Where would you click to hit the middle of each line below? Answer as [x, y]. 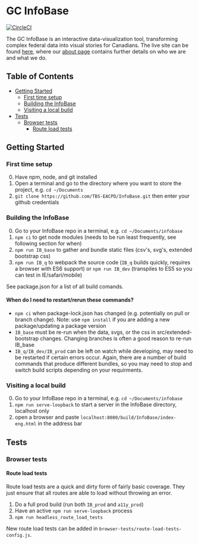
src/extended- [175, 332]
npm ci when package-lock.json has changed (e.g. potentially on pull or [102, 313]
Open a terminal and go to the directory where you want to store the [98, 184]
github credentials [37, 203]
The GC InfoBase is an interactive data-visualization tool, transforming [92, 39]
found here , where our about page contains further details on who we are [96, 51]
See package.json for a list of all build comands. [65, 286]
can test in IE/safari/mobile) [48, 275]
